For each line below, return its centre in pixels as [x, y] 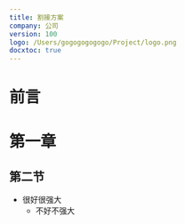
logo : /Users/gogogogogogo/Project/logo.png [93, 42]
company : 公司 [34, 26]
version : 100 [33, 34]
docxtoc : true [36, 51]
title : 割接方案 [36, 17]
